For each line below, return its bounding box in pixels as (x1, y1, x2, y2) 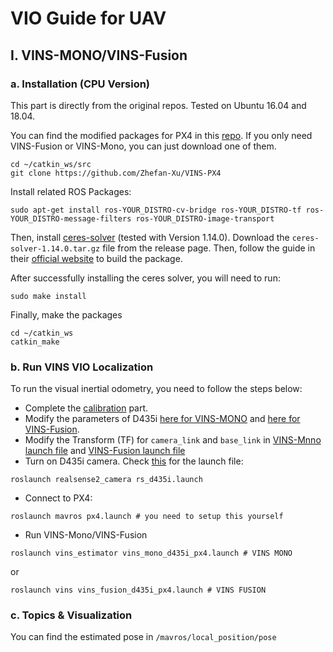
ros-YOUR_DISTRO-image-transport (135, 213, 275, 224)
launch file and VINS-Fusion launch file (24, 445, 186, 457)
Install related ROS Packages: (10, 185, 132, 197)
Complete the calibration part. (24, 402, 149, 414)
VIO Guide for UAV (10, 7, 167, 30)
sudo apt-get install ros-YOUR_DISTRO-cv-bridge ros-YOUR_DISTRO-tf (10, 205, 302, 215)
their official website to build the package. (10, 252, 183, 264)
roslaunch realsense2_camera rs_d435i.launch (10, 475, 203, 485)
